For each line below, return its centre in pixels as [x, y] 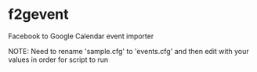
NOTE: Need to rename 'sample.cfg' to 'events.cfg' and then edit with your [128, 51]
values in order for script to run [58, 59]
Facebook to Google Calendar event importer [81, 36]
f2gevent [38, 14]
